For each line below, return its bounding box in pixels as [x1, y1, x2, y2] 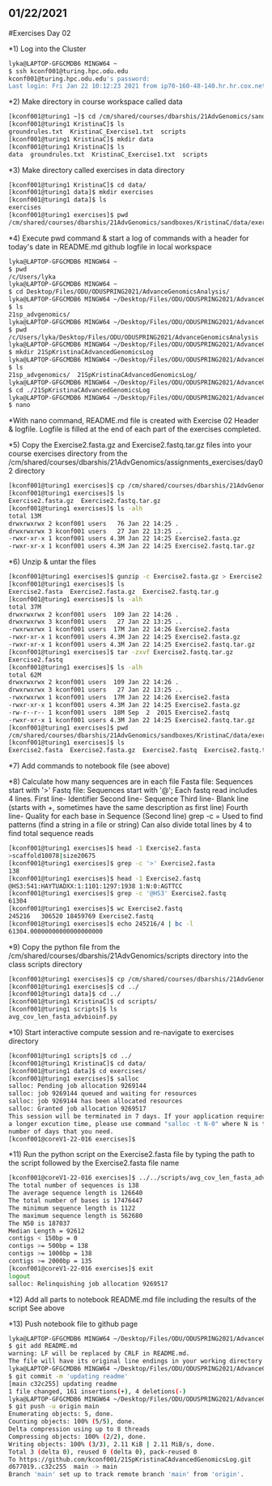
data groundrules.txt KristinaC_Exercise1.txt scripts [8, 150, 208, 158]
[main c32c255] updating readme [8, 1380, 117, 1388]
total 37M [8, 603, 42, 611]
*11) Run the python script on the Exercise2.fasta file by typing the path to [8, 1150, 255, 1159]
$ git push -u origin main [8, 1402, 100, 1410]
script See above [8, 1303, 65, 1313]
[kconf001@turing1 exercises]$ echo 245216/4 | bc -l [8, 920, 194, 928]
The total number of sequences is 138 [8, 1181, 139, 1189]
